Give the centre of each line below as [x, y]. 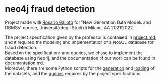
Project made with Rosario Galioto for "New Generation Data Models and [78, 22]
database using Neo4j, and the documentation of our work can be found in [80, 58]
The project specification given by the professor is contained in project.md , [81, 37]
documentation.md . [25, 63]
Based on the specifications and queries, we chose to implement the [74, 53]
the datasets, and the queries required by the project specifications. [73, 73]
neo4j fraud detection [50, 9]
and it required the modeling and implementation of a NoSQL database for [80, 42]
